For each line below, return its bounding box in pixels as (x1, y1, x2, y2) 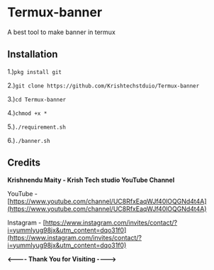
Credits (7, 157, 41, 169)
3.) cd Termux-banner (7, 94, 67, 103)
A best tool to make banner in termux (7, 28, 116, 36)
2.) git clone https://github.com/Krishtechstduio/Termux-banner (7, 81, 200, 90)
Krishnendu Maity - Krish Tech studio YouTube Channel (7, 175, 175, 184)
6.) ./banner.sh (7, 136, 51, 144)
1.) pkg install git (7, 67, 62, 75)
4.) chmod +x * (7, 108, 47, 117)
